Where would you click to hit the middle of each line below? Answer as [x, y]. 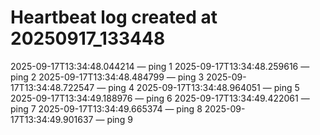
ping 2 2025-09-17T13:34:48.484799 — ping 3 [107, 77]
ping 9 [119, 119]
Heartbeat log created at [114, 17]
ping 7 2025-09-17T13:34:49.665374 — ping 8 [106, 108]
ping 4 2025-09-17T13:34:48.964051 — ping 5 [204, 87]
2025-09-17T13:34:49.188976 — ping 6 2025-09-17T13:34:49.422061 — [160, 98]
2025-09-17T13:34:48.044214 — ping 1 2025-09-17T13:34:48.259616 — [160, 66]
